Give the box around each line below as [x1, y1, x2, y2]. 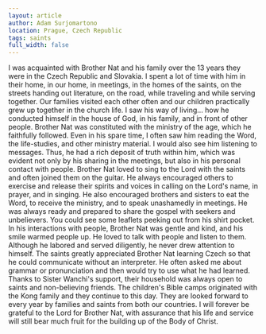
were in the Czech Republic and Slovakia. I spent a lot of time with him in [8, 72, 246, 81]
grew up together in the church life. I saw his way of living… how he [8, 105, 229, 115]
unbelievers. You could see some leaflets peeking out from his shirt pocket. [8, 216, 255, 225]
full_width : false [8, 41, 69, 49]
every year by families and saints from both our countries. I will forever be [8, 300, 250, 309]
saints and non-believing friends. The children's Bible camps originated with [8, 283, 258, 293]
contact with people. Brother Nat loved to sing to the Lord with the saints [8, 165, 246, 174]
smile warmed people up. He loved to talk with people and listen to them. [8, 232, 247, 242]
